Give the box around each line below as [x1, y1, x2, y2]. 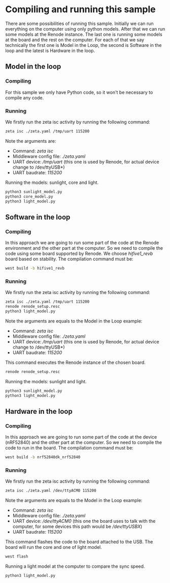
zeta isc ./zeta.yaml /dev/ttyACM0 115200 [5, 488, 96, 493]
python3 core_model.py [5, 194, 53, 199]
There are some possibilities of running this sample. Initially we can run [5, 20, 154, 26]
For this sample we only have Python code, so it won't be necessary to [5, 89, 153, 95]
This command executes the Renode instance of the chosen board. [5, 359, 146, 365]
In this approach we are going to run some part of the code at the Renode [5, 240, 159, 246]
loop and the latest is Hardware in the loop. [5, 47, 95, 54]
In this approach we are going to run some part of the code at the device [5, 434, 157, 440]
